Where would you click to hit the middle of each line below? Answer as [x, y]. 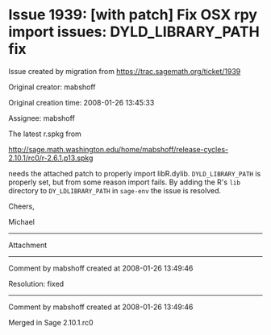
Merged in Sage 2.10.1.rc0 [51, 322]
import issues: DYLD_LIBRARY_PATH [134, 32]
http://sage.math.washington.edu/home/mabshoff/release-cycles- [118, 149]
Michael [21, 221]
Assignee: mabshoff [42, 118]
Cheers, [21, 206]
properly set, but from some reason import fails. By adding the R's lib [124, 182]
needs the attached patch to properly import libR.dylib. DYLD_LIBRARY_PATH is [135, 173]
